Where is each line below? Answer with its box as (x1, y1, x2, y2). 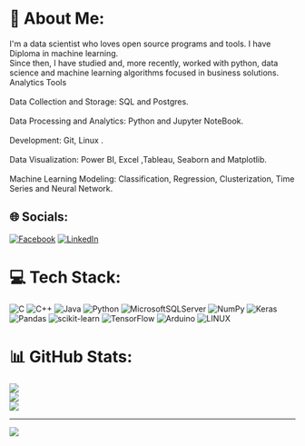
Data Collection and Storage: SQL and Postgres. (9, 95, 189, 107)
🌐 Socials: (9, 209, 69, 225)
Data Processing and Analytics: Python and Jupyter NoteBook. (9, 115, 243, 126)
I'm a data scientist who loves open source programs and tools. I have (9, 38, 271, 49)
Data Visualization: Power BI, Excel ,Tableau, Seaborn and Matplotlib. (9, 154, 268, 164)
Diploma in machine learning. (9, 47, 119, 58)
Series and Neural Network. (9, 183, 113, 193)
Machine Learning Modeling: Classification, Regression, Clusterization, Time (9, 173, 295, 184)
